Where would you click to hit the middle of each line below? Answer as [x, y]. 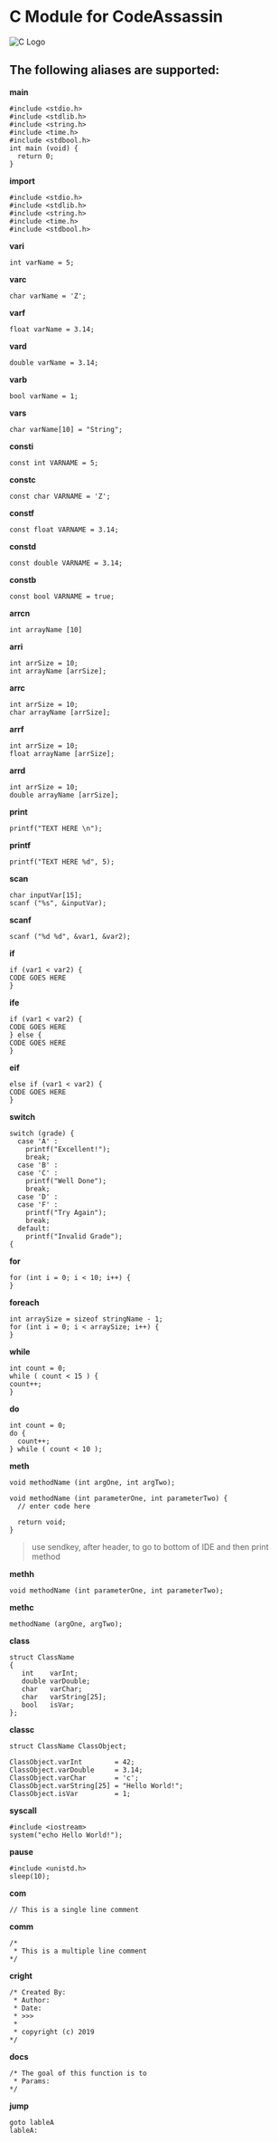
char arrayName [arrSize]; [60, 712]
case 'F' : [38, 1205]
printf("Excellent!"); [68, 1149]
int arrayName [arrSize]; [58, 671]
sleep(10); [30, 1876]
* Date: [28, 2008]
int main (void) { [44, 148]
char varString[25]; [64, 1697]
